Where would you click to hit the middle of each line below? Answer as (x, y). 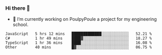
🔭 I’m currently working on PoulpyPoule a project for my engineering (85, 19)
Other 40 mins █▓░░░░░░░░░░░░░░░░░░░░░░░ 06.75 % (79, 47)
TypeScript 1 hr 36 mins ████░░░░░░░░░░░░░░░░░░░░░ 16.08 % (79, 43)
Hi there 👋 (18, 8)
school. (20, 24)
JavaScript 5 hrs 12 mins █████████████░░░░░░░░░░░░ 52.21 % (79, 34)
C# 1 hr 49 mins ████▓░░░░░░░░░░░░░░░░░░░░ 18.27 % (79, 38)
